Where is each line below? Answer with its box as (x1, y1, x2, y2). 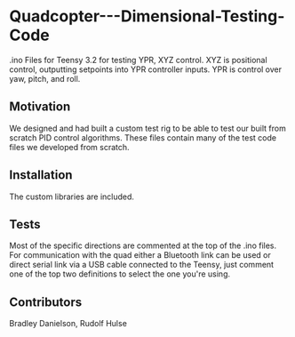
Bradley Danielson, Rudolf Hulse (9, 318, 127, 329)
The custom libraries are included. (9, 191, 135, 202)
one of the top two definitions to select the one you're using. (9, 269, 231, 279)
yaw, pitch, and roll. (9, 73, 81, 84)
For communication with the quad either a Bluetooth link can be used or (9, 250, 271, 261)
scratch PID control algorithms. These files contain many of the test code (9, 132, 277, 143)
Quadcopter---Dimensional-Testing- (9, 6, 285, 27)
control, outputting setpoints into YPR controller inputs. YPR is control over (9, 64, 283, 75)
